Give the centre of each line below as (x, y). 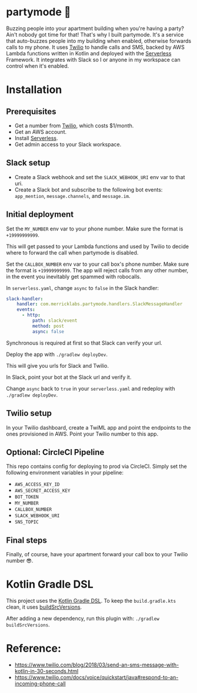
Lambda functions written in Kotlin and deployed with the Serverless (89, 53)
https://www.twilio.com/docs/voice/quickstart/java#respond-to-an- (96, 677)
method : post (48, 326)
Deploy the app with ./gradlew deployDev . (57, 354)
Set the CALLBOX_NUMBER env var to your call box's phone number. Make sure (98, 264)
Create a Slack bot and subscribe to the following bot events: (89, 189)
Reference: (34, 649)
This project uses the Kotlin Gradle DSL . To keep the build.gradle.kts (91, 601)
